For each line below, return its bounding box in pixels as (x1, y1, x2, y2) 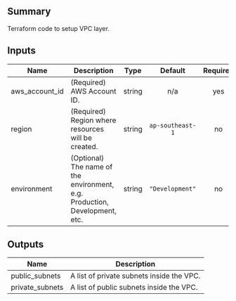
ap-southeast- (149, 121, 197, 129)
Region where (70, 115, 117, 125)
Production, (70, 197, 109, 207)
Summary (7, 6, 51, 18)
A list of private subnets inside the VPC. (70, 271, 201, 281)
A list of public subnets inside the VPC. (70, 283, 198, 293)
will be (70, 133, 93, 143)
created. (70, 141, 98, 151)
